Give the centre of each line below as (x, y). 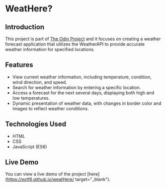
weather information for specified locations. (50, 49)
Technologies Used (36, 124)
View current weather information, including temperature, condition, (82, 77)
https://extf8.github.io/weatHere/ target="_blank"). (59, 180)
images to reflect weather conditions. (50, 108)
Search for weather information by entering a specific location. (77, 87)
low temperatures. (31, 98)
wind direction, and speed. (40, 82)
